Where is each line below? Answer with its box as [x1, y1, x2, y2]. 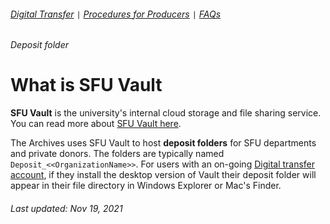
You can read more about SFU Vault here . [10, 118, 182, 130]
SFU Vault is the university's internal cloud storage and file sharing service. [10, 107, 322, 119]
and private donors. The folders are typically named [10, 148, 225, 160]
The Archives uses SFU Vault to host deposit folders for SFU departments [10, 137, 317, 149]
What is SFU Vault [10, 74, 163, 97]
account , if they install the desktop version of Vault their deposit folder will [10, 169, 317, 181]
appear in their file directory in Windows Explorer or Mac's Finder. [10, 180, 282, 192]
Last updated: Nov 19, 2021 [10, 202, 123, 214]
